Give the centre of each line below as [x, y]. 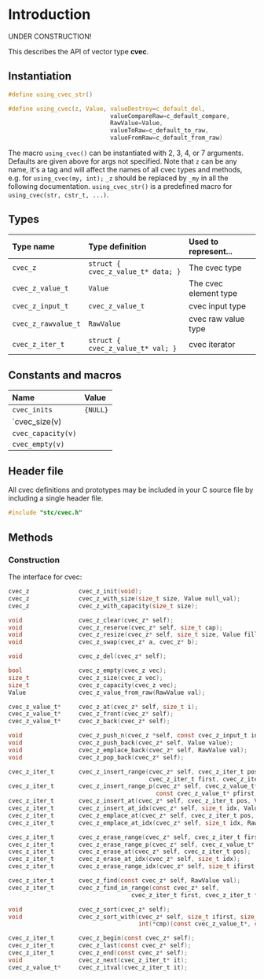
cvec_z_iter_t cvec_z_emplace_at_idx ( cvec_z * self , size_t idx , [126, 823]
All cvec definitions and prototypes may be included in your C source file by [131, 490]
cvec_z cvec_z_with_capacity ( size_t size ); [103, 606]
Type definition [117, 246]
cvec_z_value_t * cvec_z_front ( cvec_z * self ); [91, 714]
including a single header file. [56, 498]
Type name [33, 246]
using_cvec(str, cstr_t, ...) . [59, 195]
